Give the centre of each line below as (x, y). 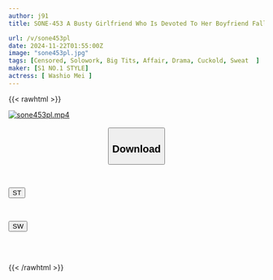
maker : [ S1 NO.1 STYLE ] (49, 69)
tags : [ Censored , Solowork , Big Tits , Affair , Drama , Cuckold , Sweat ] (134, 61)
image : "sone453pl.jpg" (49, 54)
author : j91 (28, 16)
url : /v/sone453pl (39, 38)
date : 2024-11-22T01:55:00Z (56, 45)
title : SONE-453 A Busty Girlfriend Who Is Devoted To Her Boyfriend (129, 24)
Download (136, 149)
